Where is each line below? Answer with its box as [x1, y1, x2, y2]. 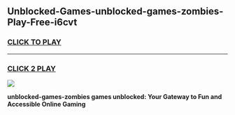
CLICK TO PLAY [7, 38, 62, 47]
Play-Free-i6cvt [7, 17, 78, 29]
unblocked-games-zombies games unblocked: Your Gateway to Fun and [7, 92, 222, 100]
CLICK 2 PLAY [7, 63, 56, 73]
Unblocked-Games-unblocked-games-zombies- [7, 6, 224, 17]
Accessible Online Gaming [7, 100, 86, 108]
